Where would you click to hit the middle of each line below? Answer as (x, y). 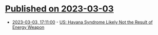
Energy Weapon (28, 27)
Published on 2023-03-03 (59, 9)
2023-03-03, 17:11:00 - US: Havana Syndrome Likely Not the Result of (82, 22)
